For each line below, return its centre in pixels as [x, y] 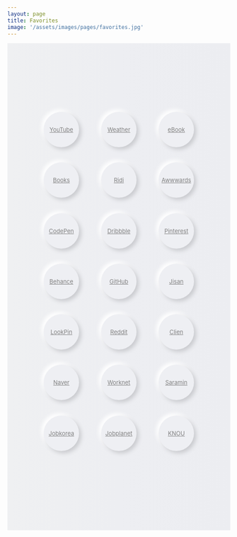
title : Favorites [33, 21]
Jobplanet [119, 433]
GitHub [119, 281]
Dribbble [119, 231]
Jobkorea [61, 433]
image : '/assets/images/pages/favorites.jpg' [75, 27]
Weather [119, 130]
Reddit [119, 332]
